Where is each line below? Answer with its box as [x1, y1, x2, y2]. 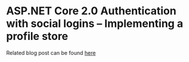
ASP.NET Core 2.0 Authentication [6, 4, 177, 18]
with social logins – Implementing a [6, 17, 184, 30]
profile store [6, 30, 69, 43]
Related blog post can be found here [6, 49, 96, 56]
